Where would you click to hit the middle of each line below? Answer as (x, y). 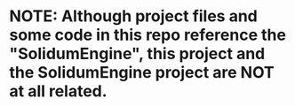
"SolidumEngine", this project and (137, 54)
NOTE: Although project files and (133, 16)
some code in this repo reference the (148, 35)
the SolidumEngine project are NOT (142, 73)
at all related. (59, 91)
